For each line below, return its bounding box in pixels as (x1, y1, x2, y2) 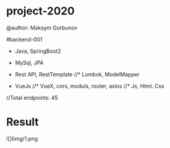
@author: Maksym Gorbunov (6, 24, 78, 31)
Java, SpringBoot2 (14, 47, 61, 55)
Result (6, 116, 39, 129)
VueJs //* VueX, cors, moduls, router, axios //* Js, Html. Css (14, 82, 165, 90)
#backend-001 (6, 35, 43, 43)
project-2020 (6, 4, 75, 18)
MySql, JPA (14, 59, 44, 66)
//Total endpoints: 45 (6, 94, 58, 101)
